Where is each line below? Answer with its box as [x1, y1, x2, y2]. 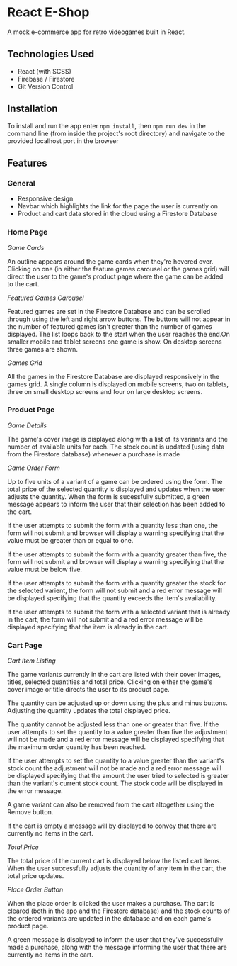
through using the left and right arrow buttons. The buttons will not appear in [7, 315, 231, 323]
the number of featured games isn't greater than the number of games [7, 322, 212, 330]
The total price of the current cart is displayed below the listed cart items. [7, 857, 221, 865]
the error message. [7, 787, 64, 795]
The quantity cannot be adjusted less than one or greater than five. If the [7, 720, 219, 729]
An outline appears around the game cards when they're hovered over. [7, 257, 214, 266]
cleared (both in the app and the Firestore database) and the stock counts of [7, 906, 231, 915]
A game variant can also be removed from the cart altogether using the [7, 800, 214, 809]
